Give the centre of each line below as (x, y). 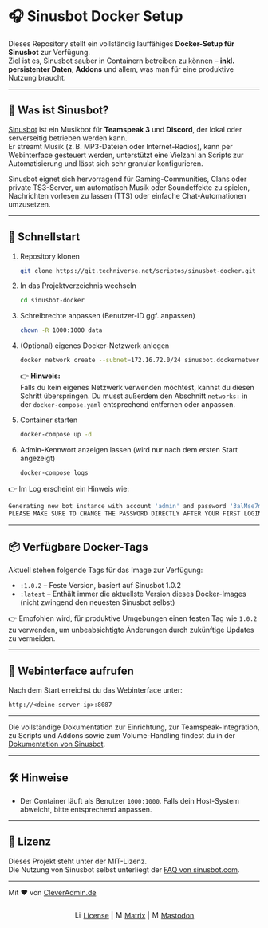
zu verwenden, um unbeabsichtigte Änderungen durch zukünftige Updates (131, 630)
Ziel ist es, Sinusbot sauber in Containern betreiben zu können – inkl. (122, 61)
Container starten (49, 420)
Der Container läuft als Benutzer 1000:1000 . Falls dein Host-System (130, 801)
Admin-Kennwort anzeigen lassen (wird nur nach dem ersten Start (128, 449)
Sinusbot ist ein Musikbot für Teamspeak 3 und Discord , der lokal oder (125, 129)
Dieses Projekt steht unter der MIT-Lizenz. (78, 861)
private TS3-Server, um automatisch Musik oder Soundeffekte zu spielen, (129, 187)
